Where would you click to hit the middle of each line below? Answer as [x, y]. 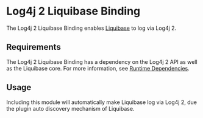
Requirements [34, 47]
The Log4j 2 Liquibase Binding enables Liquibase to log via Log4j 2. [91, 28]
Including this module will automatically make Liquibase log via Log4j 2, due [101, 102]
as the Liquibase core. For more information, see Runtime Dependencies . [98, 68]
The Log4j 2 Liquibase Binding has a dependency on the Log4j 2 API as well [102, 61]
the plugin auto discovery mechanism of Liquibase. [70, 108]
